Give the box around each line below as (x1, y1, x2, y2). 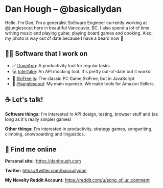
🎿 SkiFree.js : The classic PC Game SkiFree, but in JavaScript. (12, 75, 136, 81)
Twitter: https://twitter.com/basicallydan (5, 168, 87, 174)
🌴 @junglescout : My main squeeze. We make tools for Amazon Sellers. (12, 81, 155, 86)
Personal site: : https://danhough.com (5, 158, 81, 164)
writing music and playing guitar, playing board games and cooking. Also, (5, 30, 153, 36)
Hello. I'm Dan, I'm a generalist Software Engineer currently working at (5, 20, 147, 26)
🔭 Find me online (5, 145, 57, 153)
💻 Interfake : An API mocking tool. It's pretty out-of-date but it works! (12, 68, 152, 74)
